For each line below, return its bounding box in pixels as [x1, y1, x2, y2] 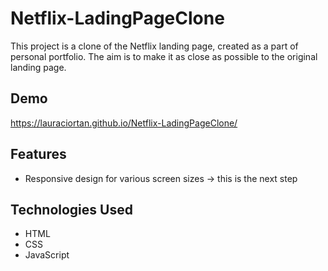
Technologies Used [10, 201, 133, 218]
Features [10, 146, 67, 163]
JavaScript [24, 249, 70, 261]
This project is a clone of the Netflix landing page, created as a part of [10, 40, 299, 52]
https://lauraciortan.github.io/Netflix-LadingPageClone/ [10, 117, 238, 129]
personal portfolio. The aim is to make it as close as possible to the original [10, 50, 318, 62]
